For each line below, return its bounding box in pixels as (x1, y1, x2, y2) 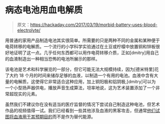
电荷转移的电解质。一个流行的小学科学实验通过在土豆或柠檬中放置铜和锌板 (5, 43, 156, 49)
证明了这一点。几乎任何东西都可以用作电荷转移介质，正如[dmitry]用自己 (13, 50, 159, 56)
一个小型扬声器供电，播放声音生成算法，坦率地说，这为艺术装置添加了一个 (5, 85, 156, 91)
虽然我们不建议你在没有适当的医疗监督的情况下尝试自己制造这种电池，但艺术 (5, 101, 160, 107)
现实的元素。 (13, 91, 40, 96)
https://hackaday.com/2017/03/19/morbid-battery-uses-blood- (30, 22, 158, 28)
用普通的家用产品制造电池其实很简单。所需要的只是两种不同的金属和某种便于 (5, 37, 160, 43)
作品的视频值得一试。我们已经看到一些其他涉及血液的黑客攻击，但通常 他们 (5, 107, 156, 113)
